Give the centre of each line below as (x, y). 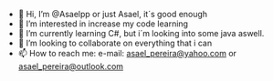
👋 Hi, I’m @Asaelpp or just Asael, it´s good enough (113, 14)
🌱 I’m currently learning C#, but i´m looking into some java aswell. (141, 33)
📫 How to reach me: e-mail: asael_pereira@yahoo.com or (127, 53)
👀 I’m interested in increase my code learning (103, 24)
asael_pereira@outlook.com (71, 66)
